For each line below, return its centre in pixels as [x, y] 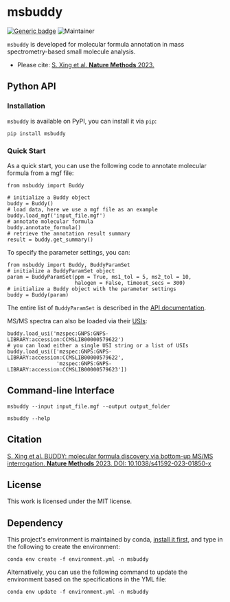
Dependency [35, 523]
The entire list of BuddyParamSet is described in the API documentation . [107, 308]
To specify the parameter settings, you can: [69, 252]
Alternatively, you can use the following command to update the [97, 572]
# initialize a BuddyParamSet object [61, 271]
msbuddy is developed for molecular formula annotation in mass [96, 44]
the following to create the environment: [64, 547]
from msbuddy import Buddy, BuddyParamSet [69, 265]
